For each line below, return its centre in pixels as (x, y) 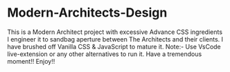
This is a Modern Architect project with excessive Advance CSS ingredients (115, 32)
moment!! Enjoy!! (31, 61)
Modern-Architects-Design (87, 13)
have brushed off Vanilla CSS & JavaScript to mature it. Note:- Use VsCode (114, 46)
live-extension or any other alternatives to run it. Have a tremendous (105, 54)
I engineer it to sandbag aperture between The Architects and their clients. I (115, 39)
